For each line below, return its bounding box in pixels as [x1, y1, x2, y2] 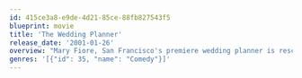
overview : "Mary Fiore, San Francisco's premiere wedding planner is [9, 47, 276, 56]
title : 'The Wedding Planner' [9, 30, 123, 39]
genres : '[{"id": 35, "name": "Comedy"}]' [9, 55, 171, 64]
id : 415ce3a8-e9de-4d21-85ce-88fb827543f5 [9, 13, 171, 22]
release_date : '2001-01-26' [9, 38, 115, 48]
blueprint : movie [9, 22, 75, 30]
